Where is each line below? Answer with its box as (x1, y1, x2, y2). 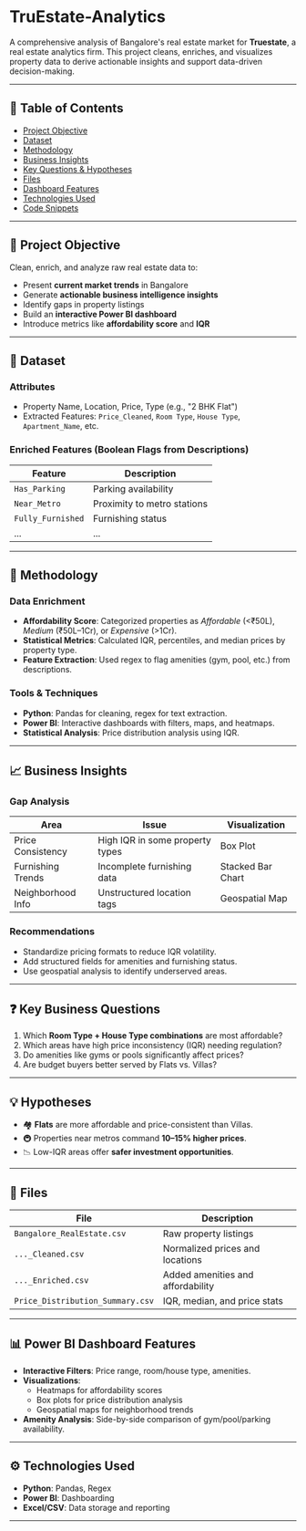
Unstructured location (97, 887, 191, 900)
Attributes (9, 380, 56, 393)
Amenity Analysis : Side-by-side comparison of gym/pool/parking (22, 1413, 271, 1424)
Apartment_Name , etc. (22, 421, 99, 432)
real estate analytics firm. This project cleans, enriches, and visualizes (9, 46, 273, 57)
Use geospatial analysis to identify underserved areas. (22, 965, 228, 976)
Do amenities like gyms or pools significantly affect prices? (22, 1049, 244, 1060)
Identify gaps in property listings (22, 298, 145, 309)
